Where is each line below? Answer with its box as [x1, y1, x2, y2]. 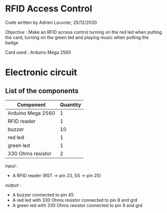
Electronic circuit [5, 67, 77, 78]
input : [5, 163, 18, 169]
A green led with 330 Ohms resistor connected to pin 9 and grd [12, 202, 143, 208]
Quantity [59, 101, 81, 108]
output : [5, 182, 21, 188]
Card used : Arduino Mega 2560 [5, 49, 71, 55]
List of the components [5, 87, 79, 95]
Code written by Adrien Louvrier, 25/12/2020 [5, 19, 97, 25]
